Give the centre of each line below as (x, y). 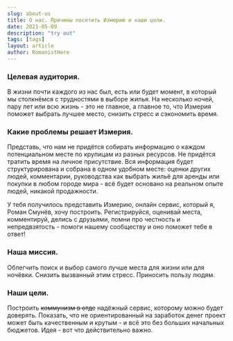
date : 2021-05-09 (32, 26)
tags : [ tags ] (26, 40)
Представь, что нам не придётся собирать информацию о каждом (106, 147)
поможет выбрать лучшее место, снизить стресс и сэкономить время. (113, 114)
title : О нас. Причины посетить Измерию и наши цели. (87, 20)
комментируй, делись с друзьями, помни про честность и (94, 219)
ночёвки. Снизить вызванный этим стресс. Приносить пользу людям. (111, 274)
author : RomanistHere (38, 53)
